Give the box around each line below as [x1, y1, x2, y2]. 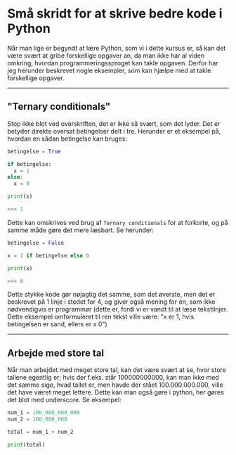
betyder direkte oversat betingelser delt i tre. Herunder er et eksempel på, [7, 127, 221, 135]
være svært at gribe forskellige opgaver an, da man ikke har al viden [7, 51, 205, 60]
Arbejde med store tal [7, 347, 104, 359]
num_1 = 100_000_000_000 [7, 409, 80, 416]
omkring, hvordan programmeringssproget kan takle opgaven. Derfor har [7, 58, 219, 67]
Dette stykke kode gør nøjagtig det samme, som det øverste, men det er [7, 290, 216, 299]
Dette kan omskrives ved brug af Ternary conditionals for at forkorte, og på [7, 218, 228, 226]
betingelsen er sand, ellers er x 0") [7, 320, 107, 328]
